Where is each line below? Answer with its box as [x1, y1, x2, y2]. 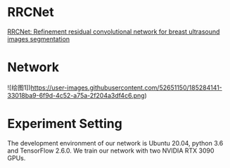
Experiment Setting [7, 116, 123, 132]
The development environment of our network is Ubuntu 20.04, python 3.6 [7, 139, 224, 147]
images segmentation [7, 34, 70, 43]
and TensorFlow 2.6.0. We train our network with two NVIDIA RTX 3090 [7, 146, 215, 155]
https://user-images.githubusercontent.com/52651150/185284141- [30, 83, 223, 92]
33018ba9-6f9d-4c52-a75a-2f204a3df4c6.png [7, 91, 146, 99]
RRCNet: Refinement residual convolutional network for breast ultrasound [7, 27, 220, 36]
